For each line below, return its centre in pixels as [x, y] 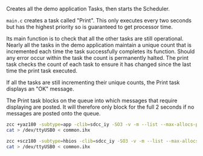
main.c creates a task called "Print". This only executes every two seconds [99, 20]
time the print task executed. [42, 71]
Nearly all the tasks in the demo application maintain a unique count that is [99, 45]
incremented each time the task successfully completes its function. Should [101, 51]
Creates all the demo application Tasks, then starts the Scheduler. [88, 9]
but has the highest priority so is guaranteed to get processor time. [90, 27]
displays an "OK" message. [40, 89]
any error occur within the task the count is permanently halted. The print [98, 58]
